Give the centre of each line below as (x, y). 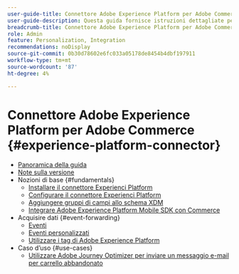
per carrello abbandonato (65, 263)
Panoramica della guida (52, 165)
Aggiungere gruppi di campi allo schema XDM (96, 203)
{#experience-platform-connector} (114, 145)
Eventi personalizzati (59, 233)
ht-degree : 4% (28, 73)
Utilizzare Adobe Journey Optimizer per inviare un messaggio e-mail (129, 255)
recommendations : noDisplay (49, 47)
